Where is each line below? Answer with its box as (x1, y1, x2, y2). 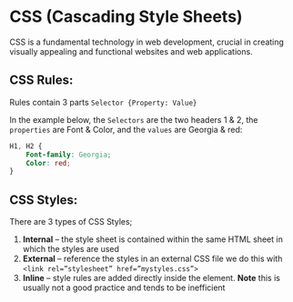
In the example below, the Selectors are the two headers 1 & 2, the (9, 114, 258, 125)
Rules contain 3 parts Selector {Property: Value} (9, 96, 197, 107)
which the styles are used (22, 244, 120, 255)
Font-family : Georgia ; (25, 150, 112, 159)
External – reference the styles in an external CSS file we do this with (22, 253, 283, 265)
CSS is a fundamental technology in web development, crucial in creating (9, 36, 285, 47)
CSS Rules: (9, 73, 74, 88)
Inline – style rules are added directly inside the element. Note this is (22, 273, 280, 284)
